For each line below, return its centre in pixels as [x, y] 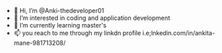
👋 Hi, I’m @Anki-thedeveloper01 [59, 11]
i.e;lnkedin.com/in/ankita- [179, 33]
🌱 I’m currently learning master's [60, 25]
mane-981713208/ [40, 43]
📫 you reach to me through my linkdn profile [77, 33]
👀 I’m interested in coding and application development [92, 18]
